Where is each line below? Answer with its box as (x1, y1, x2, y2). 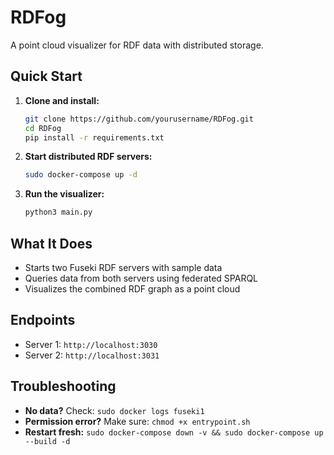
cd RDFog (24, 123, 62, 133)
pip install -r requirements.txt (24, 132, 165, 143)
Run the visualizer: (24, 188, 105, 200)
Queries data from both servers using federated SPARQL (24, 272, 259, 284)
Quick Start (10, 68, 83, 85)
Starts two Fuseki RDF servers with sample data (24, 261, 223, 273)
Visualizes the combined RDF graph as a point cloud (24, 282, 241, 295)
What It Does (10, 235, 93, 252)
